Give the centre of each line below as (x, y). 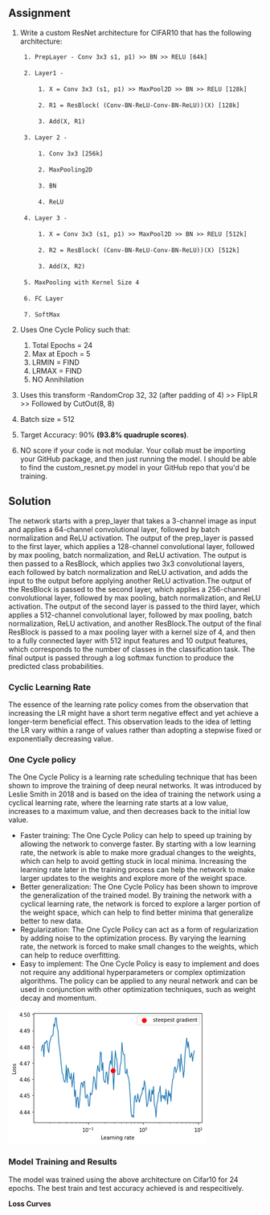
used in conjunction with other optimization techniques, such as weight (138, 990)
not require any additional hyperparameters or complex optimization (133, 973)
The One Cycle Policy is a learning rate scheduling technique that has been (133, 777)
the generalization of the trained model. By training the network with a (136, 895)
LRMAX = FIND (57, 370)
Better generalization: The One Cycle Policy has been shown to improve (139, 887)
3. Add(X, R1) (62, 121)
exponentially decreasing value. (61, 738)
